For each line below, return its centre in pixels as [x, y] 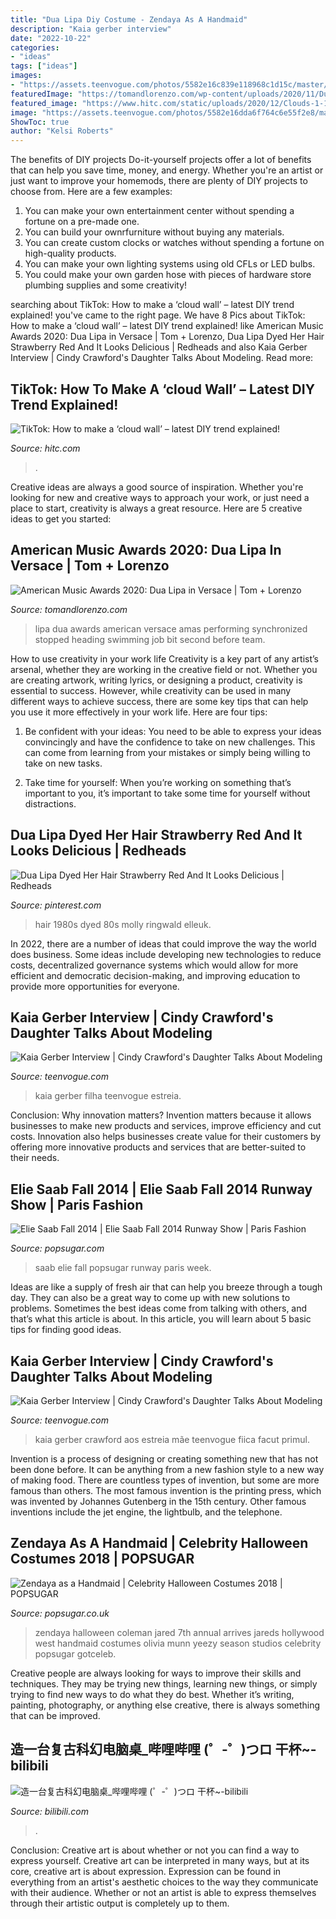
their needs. [35, 1158]
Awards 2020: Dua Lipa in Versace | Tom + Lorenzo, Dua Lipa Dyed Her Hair [167, 337]
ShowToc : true [40, 122]
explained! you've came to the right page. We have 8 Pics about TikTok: [158, 315]
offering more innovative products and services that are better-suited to [158, 1147]
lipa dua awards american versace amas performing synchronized [171, 628]
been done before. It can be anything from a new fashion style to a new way [167, 1469]
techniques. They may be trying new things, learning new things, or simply [164, 1683]
